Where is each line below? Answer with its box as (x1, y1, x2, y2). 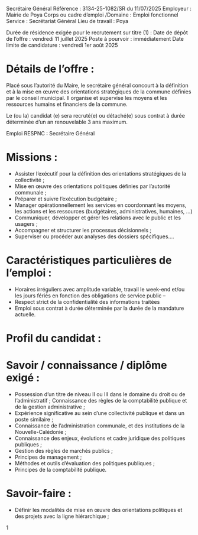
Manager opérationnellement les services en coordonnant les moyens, (14, 201, 187, 209)
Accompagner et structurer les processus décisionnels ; (14, 226, 152, 234)
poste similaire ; (14, 416, 54, 423)
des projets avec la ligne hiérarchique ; (14, 513, 109, 520)
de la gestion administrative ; (14, 403, 86, 410)
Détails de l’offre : (6, 62, 95, 76)
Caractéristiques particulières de (6, 254, 172, 267)
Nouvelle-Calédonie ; (14, 428, 67, 435)
